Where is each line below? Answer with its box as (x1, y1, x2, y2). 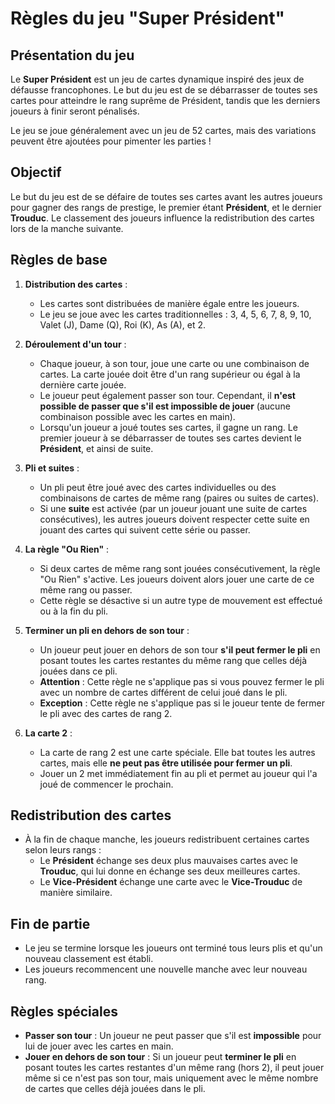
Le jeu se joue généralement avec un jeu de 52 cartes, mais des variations (10, 125, 317, 136)
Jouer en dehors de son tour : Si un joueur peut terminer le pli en (24, 1051, 297, 1063)
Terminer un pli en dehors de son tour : (24, 624, 190, 636)
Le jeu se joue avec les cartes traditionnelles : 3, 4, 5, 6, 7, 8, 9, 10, (39, 308, 312, 320)
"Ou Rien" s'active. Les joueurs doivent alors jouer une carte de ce (39, 573, 315, 585)
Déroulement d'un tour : (24, 338, 127, 350)
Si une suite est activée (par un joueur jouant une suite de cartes (39, 502, 308, 514)
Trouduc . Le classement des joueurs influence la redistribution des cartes (10, 212, 315, 224)
